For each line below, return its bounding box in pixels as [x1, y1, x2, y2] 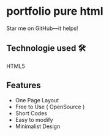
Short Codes [15, 109, 48, 117]
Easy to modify [15, 116, 53, 123]
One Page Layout [15, 96, 59, 104]
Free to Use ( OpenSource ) [15, 103, 85, 110]
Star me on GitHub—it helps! [6, 25, 78, 32]
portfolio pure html [6, 4, 103, 18]
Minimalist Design [15, 123, 61, 130]
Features [6, 80, 41, 91]
